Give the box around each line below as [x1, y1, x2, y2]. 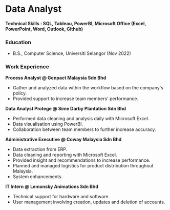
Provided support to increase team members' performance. [12, 96, 139, 102]
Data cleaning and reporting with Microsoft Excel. [12, 152, 117, 158]
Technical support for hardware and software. [12, 194, 110, 200]
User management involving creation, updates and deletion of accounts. [12, 199, 165, 205]
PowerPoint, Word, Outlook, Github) [5, 26, 83, 32]
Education [5, 39, 32, 46]
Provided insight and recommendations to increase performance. [12, 157, 151, 163]
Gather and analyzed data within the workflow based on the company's [12, 85, 164, 91]
